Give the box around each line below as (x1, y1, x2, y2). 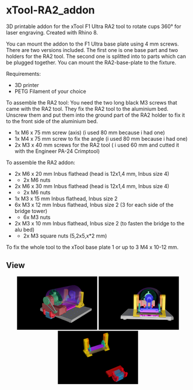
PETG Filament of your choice (14, 88, 86, 95)
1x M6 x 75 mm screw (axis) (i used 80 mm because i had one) (14, 129, 165, 136)
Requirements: (6, 70, 41, 77)
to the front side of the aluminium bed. (6, 117, 98, 124)
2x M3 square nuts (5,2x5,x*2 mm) (23, 232, 107, 239)
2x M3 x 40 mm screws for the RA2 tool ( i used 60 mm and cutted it (14, 141, 180, 148)
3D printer (14, 81, 40, 88)
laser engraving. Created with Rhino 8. (6, 29, 98, 36)
